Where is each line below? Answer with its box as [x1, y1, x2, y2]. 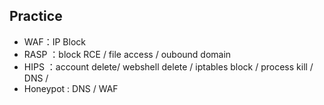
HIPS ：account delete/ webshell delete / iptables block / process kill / [23, 60, 314, 73]
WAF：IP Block [23, 35, 86, 48]
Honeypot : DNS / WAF [23, 82, 119, 94]
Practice [9, 8, 63, 25]
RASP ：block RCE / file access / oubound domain [23, 48, 232, 60]
